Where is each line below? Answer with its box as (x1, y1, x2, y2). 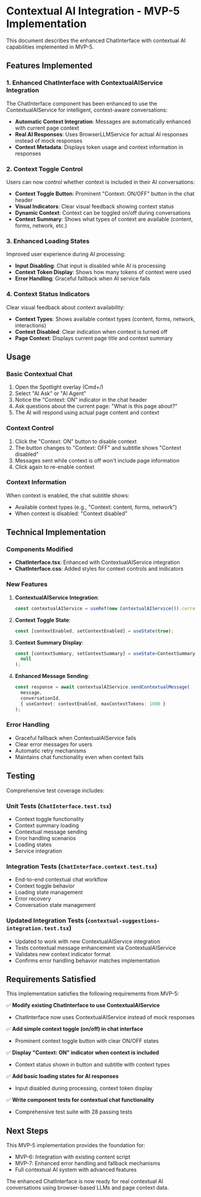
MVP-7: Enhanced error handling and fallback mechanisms (14, 1160, 161, 1167)
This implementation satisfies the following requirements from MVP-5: (6, 990, 179, 998)
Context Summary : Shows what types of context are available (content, (14, 215, 193, 223)
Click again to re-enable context (14, 463, 95, 470)
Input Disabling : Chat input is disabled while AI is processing (14, 262, 166, 270)
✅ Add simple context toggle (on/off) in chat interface (6, 1025, 143, 1032)
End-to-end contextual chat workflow (14, 876, 108, 883)
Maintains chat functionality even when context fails (14, 753, 144, 760)
